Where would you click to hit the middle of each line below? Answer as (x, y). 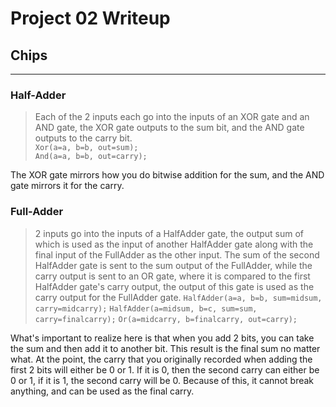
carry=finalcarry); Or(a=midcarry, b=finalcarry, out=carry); (166, 319)
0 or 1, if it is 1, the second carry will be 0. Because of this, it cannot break (162, 380)
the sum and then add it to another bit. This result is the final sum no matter (165, 348)
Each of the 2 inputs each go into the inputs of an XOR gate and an (172, 117)
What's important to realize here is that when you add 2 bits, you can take (162, 338)
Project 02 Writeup (90, 18)
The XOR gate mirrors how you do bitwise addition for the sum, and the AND (167, 175)
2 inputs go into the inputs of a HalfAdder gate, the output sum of (169, 233)
